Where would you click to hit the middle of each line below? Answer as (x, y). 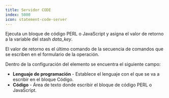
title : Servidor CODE (28, 10)
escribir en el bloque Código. (43, 80)
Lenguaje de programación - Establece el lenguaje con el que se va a (86, 74)
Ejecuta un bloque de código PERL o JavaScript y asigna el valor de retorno (84, 34)
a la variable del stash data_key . (39, 39)
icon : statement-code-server (36, 19)
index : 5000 (18, 15)
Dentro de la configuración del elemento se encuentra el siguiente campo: (83, 64)
